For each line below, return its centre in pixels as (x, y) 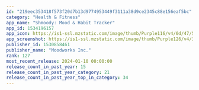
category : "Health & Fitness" (44, 17)
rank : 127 (18, 56)
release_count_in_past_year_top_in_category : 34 (67, 78)
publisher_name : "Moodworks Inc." (49, 50)
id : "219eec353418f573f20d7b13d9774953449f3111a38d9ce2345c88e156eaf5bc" (99, 12)
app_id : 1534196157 (30, 28)
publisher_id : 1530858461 (38, 45)
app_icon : (18, 34)
